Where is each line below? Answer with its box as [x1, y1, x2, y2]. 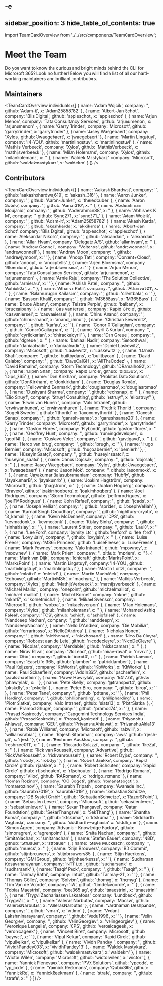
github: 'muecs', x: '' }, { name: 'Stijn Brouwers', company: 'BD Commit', [5, 845, 148, 851]
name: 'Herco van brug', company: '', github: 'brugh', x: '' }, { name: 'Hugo [5, 441, 153, 447]
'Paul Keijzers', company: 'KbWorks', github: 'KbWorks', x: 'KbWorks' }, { [5, 664, 150, 670]
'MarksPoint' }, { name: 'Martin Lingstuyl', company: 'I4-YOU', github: [5, 560, 144, 566]
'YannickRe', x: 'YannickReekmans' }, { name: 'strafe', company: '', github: [5, 970, 152, 976]
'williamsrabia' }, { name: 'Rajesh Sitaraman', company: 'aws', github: [5, 731, 143, 737]
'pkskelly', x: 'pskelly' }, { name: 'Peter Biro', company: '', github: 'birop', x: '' [5, 684, 157, 691]
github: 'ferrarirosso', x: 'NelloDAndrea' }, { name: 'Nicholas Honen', [5, 628, 141, 634]
